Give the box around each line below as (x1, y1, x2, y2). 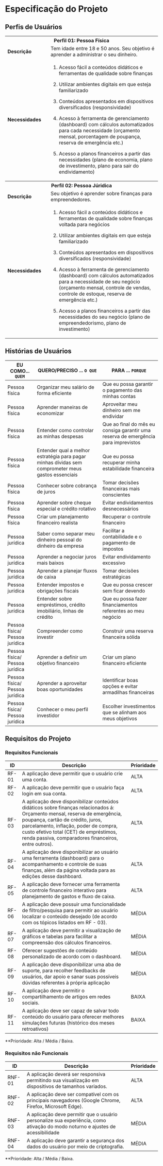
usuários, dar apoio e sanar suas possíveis (22, 973, 119, 980)
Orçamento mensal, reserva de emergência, (22, 810, 122, 817)
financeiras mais (102, 485, 140, 492)
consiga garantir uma (102, 427, 151, 433)
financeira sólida (102, 633, 141, 640)
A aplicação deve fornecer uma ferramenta (22, 880, 120, 887)
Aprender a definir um (37, 653, 87, 660)
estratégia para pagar (37, 453, 86, 460)
